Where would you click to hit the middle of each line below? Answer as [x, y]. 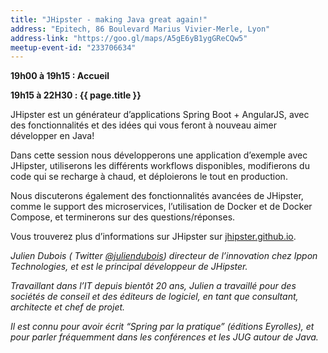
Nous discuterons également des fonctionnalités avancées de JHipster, [157, 196]
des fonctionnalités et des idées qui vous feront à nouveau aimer [143, 125]
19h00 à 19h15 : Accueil [60, 76]
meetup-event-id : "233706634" [73, 47]
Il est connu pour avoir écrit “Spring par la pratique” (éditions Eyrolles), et [162, 327]
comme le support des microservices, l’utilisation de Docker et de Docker [161, 207]
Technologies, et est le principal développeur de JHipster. [129, 267]
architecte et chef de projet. [68, 307]
